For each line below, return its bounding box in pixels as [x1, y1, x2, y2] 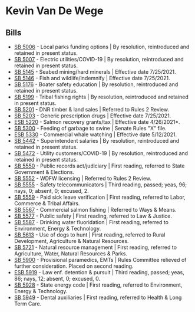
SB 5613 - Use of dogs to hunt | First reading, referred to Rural [14, 231, 166, 238]
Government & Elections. [14, 169, 75, 175]
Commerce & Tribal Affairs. [14, 200, 80, 207]
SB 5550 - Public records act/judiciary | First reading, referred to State [14, 162, 185, 169]
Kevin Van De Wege [5, 4, 104, 18]
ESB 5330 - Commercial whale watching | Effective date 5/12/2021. [14, 131, 177, 138]
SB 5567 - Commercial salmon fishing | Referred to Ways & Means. [14, 206, 177, 213]
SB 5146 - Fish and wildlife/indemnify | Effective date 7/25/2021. [14, 75, 170, 81]
